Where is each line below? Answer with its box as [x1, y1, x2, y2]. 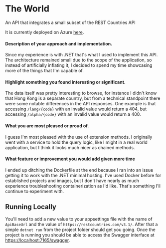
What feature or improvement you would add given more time [5, 156, 136, 162]
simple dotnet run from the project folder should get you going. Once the [5, 227, 156, 233]
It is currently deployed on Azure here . [5, 29, 84, 35]
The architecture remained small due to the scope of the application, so [5, 57, 152, 63]
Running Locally [5, 203, 56, 211]
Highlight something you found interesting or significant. [5, 79, 126, 85]
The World [5, 3, 50, 14]
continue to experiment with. [5, 188, 64, 194]
